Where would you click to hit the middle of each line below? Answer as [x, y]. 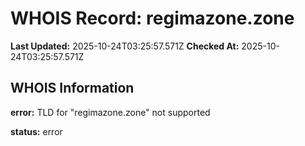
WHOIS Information [72, 88]
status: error [36, 131]
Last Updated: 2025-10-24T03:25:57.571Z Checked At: [125, 46]
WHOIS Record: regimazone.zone [152, 18]
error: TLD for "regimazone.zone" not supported [110, 112]
